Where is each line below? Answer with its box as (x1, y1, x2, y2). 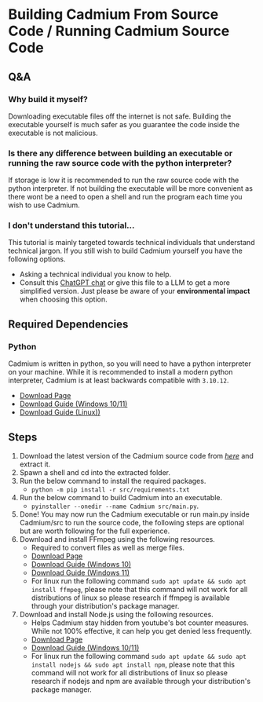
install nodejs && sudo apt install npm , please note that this (31, 660, 236, 669)
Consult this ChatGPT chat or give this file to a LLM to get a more (19, 278, 230, 287)
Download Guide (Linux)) (19, 408, 100, 417)
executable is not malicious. (8, 128, 98, 137)
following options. (8, 254, 66, 264)
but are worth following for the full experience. (19, 526, 170, 536)
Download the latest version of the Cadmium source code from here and (19, 451, 254, 460)
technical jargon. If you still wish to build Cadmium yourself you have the (8, 246, 243, 256)
